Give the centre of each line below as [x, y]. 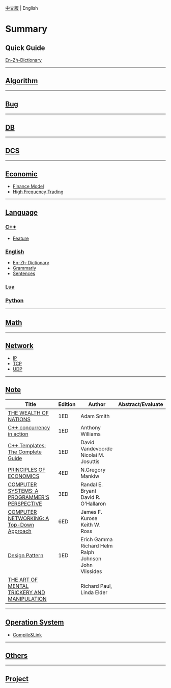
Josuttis [90, 461]
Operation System [35, 622]
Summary [26, 29]
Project [17, 679]
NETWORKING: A [28, 518]
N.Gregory [93, 470]
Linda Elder [94, 592]
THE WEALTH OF [28, 412]
